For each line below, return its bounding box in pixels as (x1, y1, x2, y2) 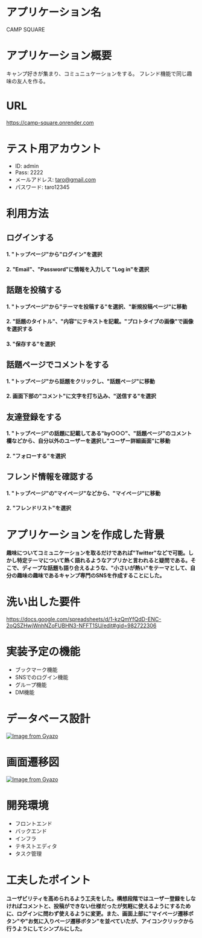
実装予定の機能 (6, 645, 81, 659)
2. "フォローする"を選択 (6, 452, 66, 459)
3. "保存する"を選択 (6, 340, 55, 347)
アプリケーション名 (6, 5, 101, 19)
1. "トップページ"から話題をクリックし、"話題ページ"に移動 (6, 378, 155, 385)
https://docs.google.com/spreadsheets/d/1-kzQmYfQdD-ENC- (6, 616, 162, 623)
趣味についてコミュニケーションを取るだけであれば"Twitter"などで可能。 (6, 550, 189, 557)
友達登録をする (6, 411, 62, 422)
